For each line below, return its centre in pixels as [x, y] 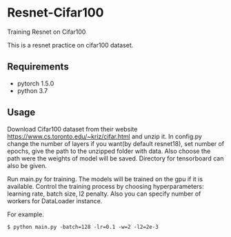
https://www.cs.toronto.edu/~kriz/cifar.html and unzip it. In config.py [104, 136]
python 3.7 [32, 90]
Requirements [38, 67]
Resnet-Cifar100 [56, 13]
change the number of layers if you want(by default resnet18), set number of [116, 143]
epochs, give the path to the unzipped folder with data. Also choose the [109, 151]
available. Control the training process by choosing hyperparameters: [106, 186]
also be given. [27, 165]
